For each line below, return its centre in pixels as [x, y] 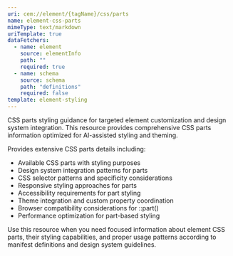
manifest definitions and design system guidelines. [82, 245]
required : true [43, 67]
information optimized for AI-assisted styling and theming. [93, 135]
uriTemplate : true [35, 34]
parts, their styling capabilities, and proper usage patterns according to [112, 237]
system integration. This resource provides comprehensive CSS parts [109, 128]
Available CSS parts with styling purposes [79, 163]
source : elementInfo [51, 54]
